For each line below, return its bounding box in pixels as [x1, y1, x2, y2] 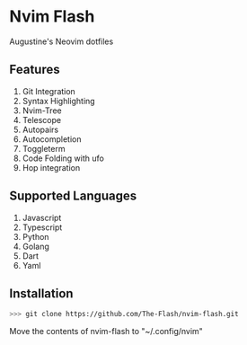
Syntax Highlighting [22, 95, 96, 106]
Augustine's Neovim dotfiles [9, 36, 114, 47]
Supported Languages [9, 189, 137, 204]
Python [22, 231, 49, 242]
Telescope [22, 114, 61, 125]
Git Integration [22, 85, 76, 96]
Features [9, 62, 60, 77]
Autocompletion [22, 133, 82, 145]
